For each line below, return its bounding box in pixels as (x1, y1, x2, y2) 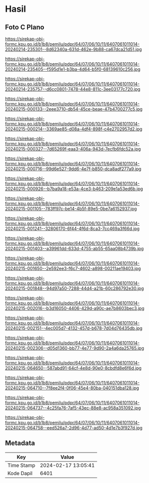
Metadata (5, 439, 35, 447)
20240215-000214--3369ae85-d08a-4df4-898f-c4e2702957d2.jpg (5, 126, 143, 132)
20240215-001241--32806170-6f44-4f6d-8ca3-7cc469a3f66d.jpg (5, 226, 140, 231)
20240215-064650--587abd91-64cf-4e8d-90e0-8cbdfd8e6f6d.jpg (5, 365, 142, 371)
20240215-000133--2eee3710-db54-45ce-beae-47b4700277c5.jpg (5, 106, 143, 112)
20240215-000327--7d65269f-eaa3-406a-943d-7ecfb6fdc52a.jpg (5, 146, 141, 152)
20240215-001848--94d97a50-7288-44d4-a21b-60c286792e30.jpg (5, 285, 144, 291)
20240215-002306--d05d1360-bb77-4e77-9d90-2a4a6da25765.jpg (5, 345, 144, 351)
